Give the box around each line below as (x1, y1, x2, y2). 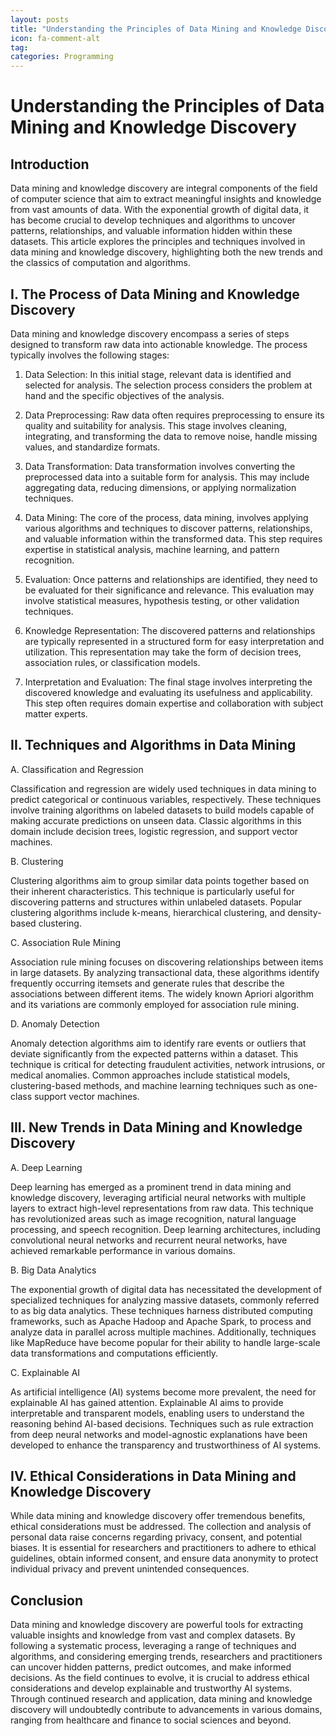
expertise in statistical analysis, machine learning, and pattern (24, 543, 280, 555)
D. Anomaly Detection (10, 1017, 100, 1030)
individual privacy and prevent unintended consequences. (10, 1563, 250, 1575)
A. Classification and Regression (10, 763, 144, 775)
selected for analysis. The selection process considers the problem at (24, 379, 313, 391)
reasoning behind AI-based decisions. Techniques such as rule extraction (10, 1417, 314, 1430)
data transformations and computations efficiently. (10, 1347, 219, 1359)
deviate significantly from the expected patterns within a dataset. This (10, 1047, 299, 1060)
